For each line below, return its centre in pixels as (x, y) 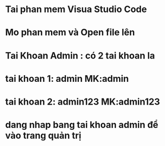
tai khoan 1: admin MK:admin (67, 79)
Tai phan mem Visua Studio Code (76, 9)
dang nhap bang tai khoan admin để (82, 125)
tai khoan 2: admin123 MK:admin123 (83, 102)
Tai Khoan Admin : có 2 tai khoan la (80, 55)
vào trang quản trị (43, 136)
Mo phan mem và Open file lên (70, 33)
